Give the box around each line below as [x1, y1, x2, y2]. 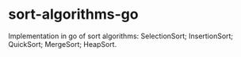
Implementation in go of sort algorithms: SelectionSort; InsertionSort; [8, 31, 234, 41]
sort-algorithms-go [8, 5, 139, 23]
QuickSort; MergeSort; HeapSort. [8, 39, 117, 48]
